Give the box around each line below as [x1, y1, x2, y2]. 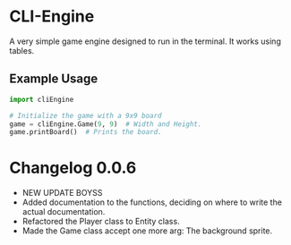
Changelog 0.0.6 [9, 158, 137, 178]
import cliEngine [9, 95, 74, 104]
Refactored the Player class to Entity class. [21, 216, 181, 227]
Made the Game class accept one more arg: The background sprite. [21, 225, 273, 236]
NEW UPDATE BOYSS [21, 188, 103, 199]
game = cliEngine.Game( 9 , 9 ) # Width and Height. [9, 119, 202, 129]
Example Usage [9, 72, 98, 87]
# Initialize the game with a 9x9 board [9, 111, 163, 120]
